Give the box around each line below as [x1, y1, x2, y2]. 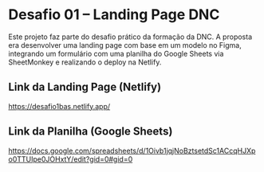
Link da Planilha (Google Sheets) [8, 125, 173, 139]
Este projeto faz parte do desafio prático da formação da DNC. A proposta [8, 32, 253, 41]
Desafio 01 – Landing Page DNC [8, 6, 220, 24]
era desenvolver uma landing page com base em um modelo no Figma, [8, 40, 242, 49]
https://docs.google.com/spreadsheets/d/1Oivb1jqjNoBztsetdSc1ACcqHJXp [8, 146, 256, 155]
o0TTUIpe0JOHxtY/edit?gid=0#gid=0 [8, 154, 133, 164]
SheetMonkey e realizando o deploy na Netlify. [8, 57, 162, 67]
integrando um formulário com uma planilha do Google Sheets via [8, 49, 224, 58]
